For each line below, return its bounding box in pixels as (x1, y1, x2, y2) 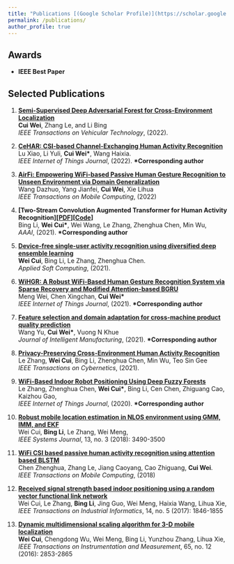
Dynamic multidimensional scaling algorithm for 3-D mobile (17, 520, 195, 528)
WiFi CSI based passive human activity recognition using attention (17, 449, 215, 457)
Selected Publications (8, 88, 105, 100)
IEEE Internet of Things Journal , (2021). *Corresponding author (17, 300, 203, 307)
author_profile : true (8, 23, 71, 30)
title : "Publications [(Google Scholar (8, 10, 124, 17)
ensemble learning (17, 249, 74, 257)
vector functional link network (17, 492, 108, 500)
